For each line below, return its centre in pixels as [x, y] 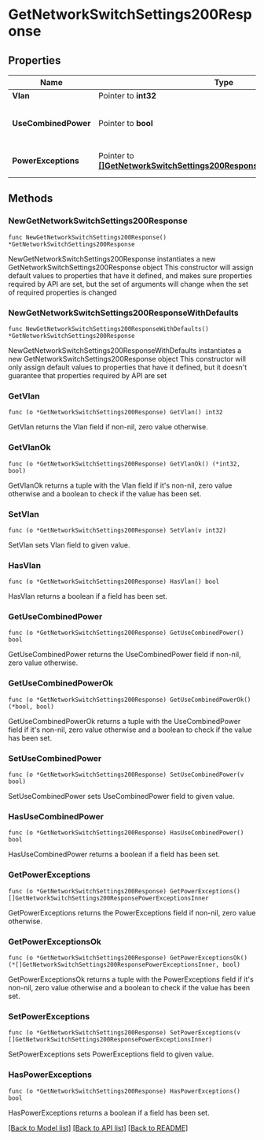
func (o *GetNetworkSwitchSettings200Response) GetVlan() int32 [115, 412]
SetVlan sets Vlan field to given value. [70, 544]
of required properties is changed [62, 292]
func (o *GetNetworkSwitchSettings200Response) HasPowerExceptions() [125, 1091]
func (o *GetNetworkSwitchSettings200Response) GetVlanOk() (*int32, [125, 464]
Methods [31, 199]
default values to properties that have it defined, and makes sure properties [130, 275]
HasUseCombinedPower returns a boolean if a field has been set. [114, 854]
